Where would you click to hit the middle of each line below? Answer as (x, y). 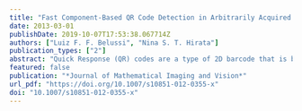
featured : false (40, 68)
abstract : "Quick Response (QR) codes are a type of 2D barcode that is (148, 59)
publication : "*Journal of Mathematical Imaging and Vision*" (128, 76)
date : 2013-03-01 (42, 26)
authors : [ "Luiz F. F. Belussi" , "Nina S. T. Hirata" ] (114, 43)
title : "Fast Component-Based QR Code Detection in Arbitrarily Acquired (151, 17)
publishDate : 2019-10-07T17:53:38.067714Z (90, 34)
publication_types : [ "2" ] (58, 51)
